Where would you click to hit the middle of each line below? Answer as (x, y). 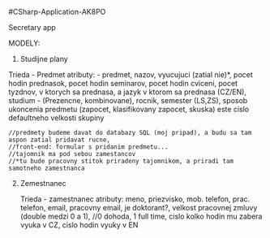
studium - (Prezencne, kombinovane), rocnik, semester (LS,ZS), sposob (128, 100)
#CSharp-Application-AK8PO (57, 12)
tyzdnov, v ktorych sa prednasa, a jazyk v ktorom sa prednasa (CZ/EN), (128, 92)
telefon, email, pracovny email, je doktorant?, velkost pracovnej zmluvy (139, 208)
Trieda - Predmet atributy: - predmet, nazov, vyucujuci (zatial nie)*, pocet (131, 75)
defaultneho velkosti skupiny (56, 118)
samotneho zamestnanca (47, 168)
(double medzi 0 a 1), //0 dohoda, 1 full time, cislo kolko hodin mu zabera (141, 216)
